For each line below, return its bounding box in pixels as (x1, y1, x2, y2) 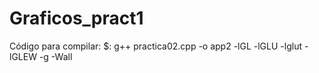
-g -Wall (38, 50, 73, 62)
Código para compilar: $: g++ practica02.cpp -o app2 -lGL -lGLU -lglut (9, 40, 303, 52)
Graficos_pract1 (9, 7, 144, 30)
